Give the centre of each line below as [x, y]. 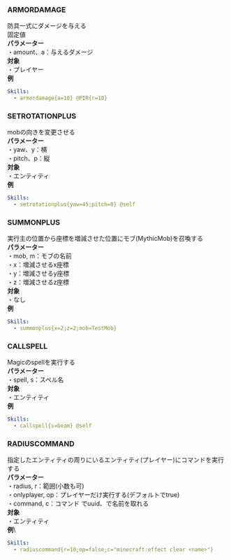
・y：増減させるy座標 [38, 274]
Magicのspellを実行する [41, 363]
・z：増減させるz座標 [38, 282]
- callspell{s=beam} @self [53, 426]
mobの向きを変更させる [41, 132]
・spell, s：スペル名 [36, 380]
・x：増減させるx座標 [38, 265]
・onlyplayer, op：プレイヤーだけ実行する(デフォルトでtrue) [94, 495]
